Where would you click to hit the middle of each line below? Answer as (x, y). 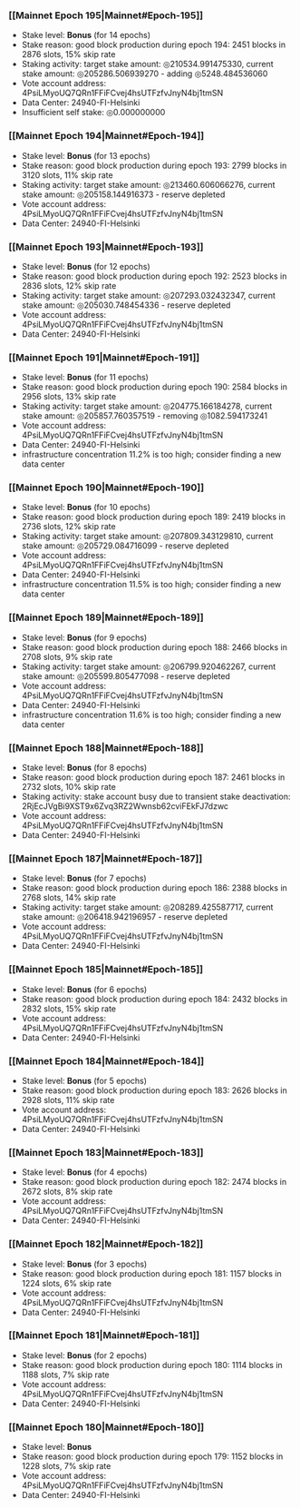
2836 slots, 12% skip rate (69, 285)
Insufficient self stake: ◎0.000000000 (93, 113)
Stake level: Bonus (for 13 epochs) (86, 155)
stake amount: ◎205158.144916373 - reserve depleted (123, 194)
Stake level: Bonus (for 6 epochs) (84, 989)
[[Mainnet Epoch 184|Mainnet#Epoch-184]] (106, 1060)
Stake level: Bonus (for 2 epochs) (84, 1355)
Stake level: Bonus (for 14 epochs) (86, 35)
